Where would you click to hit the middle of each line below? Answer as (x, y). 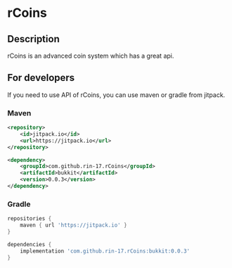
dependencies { (30, 244)
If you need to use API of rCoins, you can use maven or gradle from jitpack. (116, 95)
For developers (41, 78)
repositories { (30, 219)
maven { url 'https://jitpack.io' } (74, 225)
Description (33, 39)
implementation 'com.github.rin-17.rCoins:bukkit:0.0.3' (105, 251)
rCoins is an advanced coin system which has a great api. (91, 56)
